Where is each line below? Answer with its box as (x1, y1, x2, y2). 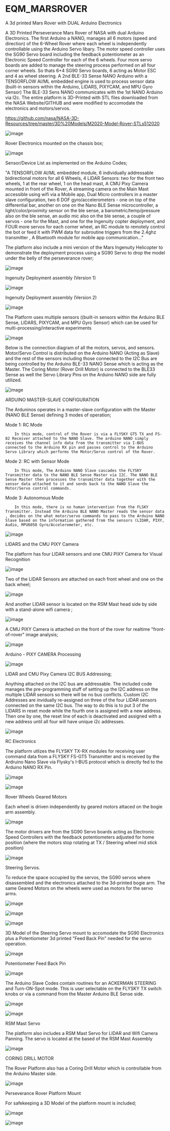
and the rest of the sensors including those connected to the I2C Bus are (5, 355, 157, 361)
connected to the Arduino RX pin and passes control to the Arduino (5, 445, 153, 450)
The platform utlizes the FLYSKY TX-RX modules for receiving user (5, 748, 146, 754)
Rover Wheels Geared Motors (5, 793, 67, 800)
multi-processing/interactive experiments (5, 325, 92, 331)
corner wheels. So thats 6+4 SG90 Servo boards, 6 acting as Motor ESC (5, 67, 156, 74)
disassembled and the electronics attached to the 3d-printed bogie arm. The (5, 880, 165, 886)
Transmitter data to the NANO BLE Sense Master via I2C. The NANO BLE (5, 472, 158, 477)
